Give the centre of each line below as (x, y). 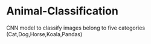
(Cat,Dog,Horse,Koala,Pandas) (44, 34)
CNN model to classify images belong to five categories (76, 28)
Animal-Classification (63, 11)
